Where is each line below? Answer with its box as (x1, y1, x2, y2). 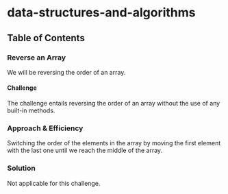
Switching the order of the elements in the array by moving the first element (7, 139, 221, 147)
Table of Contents (7, 32, 86, 44)
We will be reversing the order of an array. (7, 68, 126, 76)
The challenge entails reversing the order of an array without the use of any (7, 99, 220, 108)
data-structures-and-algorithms (7, 5, 197, 21)
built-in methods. (7, 106, 55, 114)
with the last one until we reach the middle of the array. (7, 146, 163, 155)
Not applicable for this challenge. (7, 179, 101, 187)
